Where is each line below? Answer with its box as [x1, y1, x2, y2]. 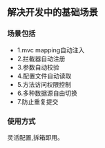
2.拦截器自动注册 [17, 54, 66, 63]
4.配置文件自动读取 [17, 72, 72, 80]
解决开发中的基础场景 [7, 6, 98, 19]
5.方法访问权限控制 [17, 80, 71, 88]
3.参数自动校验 [17, 63, 60, 71]
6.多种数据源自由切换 [17, 89, 78, 97]
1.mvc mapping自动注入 [17, 45, 85, 54]
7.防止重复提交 [17, 97, 59, 105]
